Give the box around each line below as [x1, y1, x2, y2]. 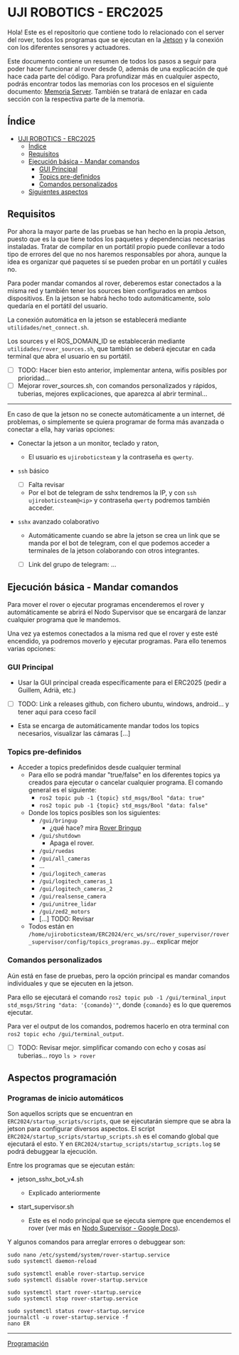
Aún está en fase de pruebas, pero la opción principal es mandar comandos [7, 971, 230, 980]
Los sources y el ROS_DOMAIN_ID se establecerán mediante [7, 337, 186, 345]
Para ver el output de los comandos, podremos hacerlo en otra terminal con [7, 1021, 230, 1031]
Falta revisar [28, 480, 65, 489]
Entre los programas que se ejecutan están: [7, 1161, 135, 1170]
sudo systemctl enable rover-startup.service [7, 1270, 144, 1277]
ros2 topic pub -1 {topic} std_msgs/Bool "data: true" [38, 794, 205, 802]
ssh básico [17, 466, 49, 475]
